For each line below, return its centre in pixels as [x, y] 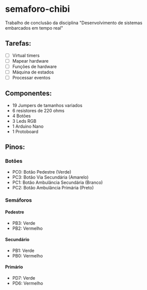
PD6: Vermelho [28, 283]
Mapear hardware [30, 61]
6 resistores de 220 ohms [38, 110]
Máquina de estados [33, 72]
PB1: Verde [23, 251]
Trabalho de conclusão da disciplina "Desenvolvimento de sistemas [74, 23]
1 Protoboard [25, 131]
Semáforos [18, 200]
